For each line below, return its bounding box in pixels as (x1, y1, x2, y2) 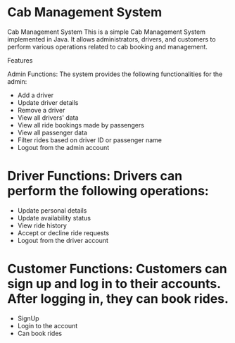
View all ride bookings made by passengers (17, 120, 144, 129)
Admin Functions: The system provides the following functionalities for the (7, 70, 223, 78)
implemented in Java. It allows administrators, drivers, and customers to (7, 35, 216, 43)
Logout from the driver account (17, 236, 109, 244)
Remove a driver (17, 106, 65, 114)
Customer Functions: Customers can (7, 261, 227, 277)
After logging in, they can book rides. (7, 291, 229, 307)
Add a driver (17, 91, 54, 99)
